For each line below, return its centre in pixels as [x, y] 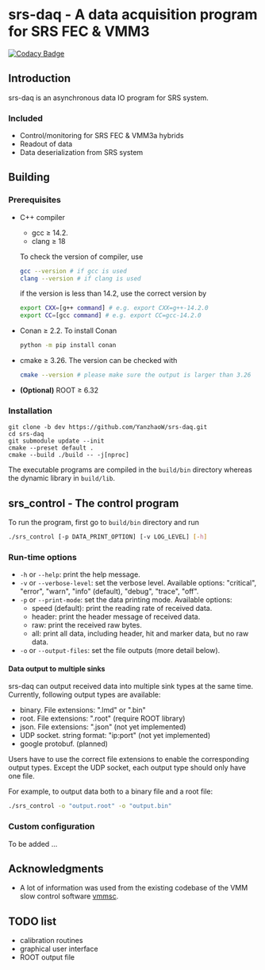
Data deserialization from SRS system [81, 153]
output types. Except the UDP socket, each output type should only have [127, 767]
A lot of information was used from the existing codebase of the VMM [134, 888]
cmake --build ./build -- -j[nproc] [69, 455]
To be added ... [33, 844]
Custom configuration [52, 826]
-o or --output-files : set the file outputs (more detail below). [120, 651]
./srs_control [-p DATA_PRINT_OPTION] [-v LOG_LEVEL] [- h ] [108, 537]
